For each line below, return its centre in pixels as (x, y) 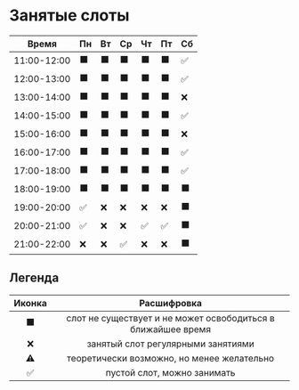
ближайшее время (171, 329)
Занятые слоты (69, 16)
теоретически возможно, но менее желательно (170, 358)
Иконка (30, 303)
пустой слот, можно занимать (170, 372)
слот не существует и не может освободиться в (170, 318)
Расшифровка (171, 303)
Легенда (34, 278)
